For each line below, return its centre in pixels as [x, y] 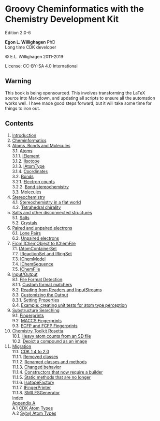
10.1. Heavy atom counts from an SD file [51, 336]
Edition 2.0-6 [18, 32]
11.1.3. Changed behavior [36, 367]
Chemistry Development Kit [62, 19]
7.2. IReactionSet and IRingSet [42, 253]
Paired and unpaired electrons [42, 228]
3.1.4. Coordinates [30, 171]
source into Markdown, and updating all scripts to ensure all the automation [80, 98]
